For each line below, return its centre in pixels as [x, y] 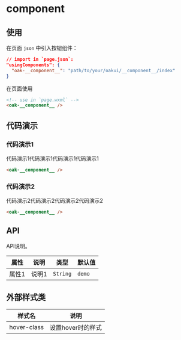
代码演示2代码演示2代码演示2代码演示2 [55, 201]
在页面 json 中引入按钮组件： [42, 48]
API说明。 [19, 246]
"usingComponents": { [33, 65]
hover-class [27, 327]
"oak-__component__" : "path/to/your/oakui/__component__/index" [93, 70]
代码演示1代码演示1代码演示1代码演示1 [52, 158]
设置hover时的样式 [76, 327]
